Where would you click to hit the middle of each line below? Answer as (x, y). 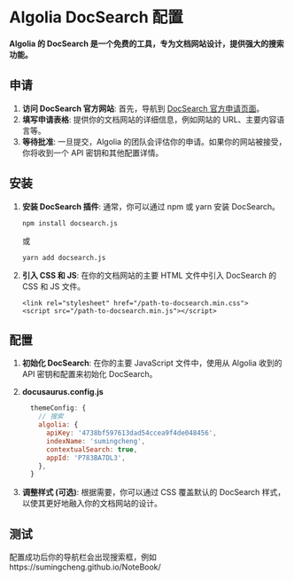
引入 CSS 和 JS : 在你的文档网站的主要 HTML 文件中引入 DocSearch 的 (149, 275)
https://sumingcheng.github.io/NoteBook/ (85, 567)
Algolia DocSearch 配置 (97, 17)
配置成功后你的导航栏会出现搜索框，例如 (83, 557)
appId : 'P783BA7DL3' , (85, 458)
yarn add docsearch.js (64, 257)
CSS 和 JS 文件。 (54, 286)
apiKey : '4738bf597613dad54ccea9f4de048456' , (131, 433)
